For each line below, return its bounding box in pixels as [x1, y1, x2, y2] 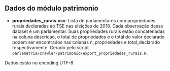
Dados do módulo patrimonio [5, 4, 98, 13]
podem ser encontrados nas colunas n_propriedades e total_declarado [12, 39, 160, 45]
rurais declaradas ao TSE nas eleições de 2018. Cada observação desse [12, 23, 163, 29]
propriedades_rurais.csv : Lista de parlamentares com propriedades [12, 17, 156, 23]
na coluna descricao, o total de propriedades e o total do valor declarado [12, 33, 165, 40]
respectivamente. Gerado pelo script [12, 44, 89, 50]
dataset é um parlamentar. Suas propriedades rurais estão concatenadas [12, 28, 165, 34]
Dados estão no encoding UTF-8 [5, 59, 74, 65]
